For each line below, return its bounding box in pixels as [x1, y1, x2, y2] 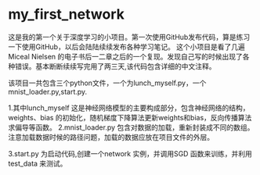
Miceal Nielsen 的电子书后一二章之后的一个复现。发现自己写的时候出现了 [8, 52, 243, 61]
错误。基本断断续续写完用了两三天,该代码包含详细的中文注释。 [14, 61, 217, 71]
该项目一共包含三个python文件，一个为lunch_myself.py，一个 [8, 78, 207, 87]
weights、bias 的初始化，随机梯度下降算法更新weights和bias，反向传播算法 [8, 112, 252, 122]
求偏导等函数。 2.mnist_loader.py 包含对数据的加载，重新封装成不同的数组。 [8, 123, 255, 132]
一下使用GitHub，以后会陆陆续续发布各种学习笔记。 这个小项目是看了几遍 [8, 41, 245, 52]
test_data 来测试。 [8, 159, 67, 168]
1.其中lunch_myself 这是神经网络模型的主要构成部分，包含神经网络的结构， [8, 103, 250, 112]
